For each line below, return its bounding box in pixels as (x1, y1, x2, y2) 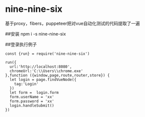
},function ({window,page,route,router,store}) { (5, 73, 110, 78)
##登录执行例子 (5, 41, 37, 47)
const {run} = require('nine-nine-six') (5, 51, 90, 56)
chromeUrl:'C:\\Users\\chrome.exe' (9, 68, 83, 74)
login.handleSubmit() (9, 103, 55, 108)
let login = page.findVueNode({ (9, 77, 77, 82)
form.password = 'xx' (9, 99, 55, 104)
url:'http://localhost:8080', (9, 64, 72, 69)
